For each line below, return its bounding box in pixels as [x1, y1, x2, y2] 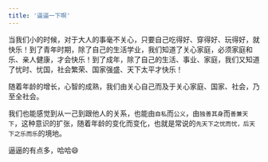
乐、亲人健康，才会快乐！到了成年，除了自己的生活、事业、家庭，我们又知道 [8, 54, 260, 64]
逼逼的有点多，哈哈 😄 [8, 145, 79, 155]
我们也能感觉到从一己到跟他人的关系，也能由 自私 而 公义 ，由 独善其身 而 [8, 109, 231, 118]
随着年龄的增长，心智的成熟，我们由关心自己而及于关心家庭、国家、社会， [8, 81, 253, 91]
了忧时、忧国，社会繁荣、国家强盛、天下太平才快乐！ [8, 65, 183, 74]
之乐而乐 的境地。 [14, 128, 66, 138]
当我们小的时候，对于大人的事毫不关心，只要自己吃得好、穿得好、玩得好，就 [8, 34, 260, 44]
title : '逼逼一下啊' [8, 11, 70, 20]
